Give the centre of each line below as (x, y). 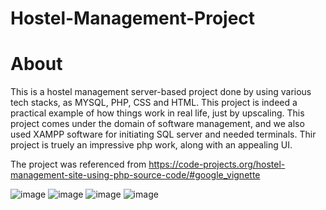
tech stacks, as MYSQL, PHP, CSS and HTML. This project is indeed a (154, 103)
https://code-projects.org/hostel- (217, 164)
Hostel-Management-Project (133, 18)
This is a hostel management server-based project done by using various (161, 92)
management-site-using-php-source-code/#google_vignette (135, 175)
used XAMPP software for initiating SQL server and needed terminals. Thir (163, 134)
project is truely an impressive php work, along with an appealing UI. (151, 145)
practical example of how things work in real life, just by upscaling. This (157, 113)
